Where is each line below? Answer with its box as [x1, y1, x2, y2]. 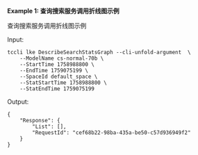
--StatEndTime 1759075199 [19, 85, 95, 92]
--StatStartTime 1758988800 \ [19, 79, 108, 86]
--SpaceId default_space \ [19, 73, 98, 80]
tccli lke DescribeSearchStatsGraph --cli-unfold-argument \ [7, 49, 191, 56]
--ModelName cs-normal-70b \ [19, 55, 104, 62]
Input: [7, 35, 24, 44]
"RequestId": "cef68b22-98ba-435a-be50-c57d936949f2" [32, 129, 191, 136]
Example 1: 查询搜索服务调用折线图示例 [7, 7, 119, 15]
